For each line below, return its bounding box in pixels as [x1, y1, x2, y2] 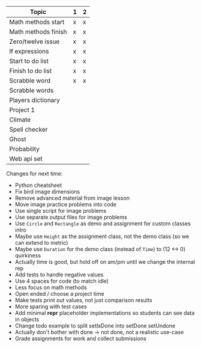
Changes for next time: [6, 170, 63, 177]
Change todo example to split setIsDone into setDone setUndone [14, 322, 176, 329]
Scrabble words [9, 87, 54, 94]
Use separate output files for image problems [14, 213, 127, 221]
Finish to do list [9, 67, 52, 75]
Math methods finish [9, 28, 67, 35]
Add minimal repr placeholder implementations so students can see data [14, 310, 195, 316]
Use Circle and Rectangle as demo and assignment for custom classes [14, 220, 191, 227]
